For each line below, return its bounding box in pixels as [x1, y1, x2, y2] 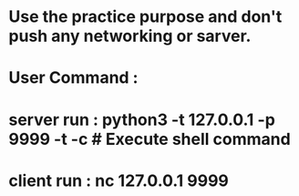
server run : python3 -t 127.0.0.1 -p [8, 109, 275, 129]
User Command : [8, 67, 139, 88]
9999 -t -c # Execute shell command [8, 129, 291, 150]
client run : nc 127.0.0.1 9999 [8, 170, 229, 191]
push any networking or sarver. [8, 26, 252, 46]
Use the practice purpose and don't [8, 6, 283, 27]
